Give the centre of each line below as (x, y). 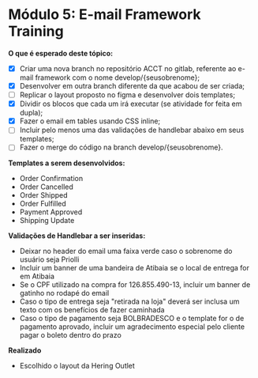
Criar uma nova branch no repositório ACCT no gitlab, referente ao (128, 68)
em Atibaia (37, 276)
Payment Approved (51, 212)
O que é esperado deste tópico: (61, 53)
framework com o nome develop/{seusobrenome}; (117, 77)
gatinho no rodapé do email (64, 293)
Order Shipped (44, 195)
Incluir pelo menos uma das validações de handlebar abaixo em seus (132, 130)
